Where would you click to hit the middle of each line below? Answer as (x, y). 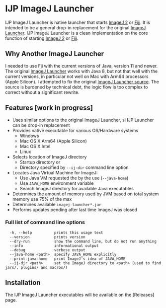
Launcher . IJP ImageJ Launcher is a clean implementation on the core (77, 33)
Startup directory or (40, 162)
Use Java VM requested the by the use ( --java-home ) (74, 178)
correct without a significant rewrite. (42, 92)
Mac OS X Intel (35, 146)
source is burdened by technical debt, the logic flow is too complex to (77, 87)
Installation (23, 283)
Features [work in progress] (49, 108)
